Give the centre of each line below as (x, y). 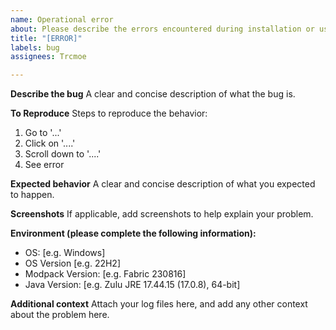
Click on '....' (50, 143)
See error (44, 165)
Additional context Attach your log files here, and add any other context (159, 304)
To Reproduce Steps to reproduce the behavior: (109, 113)
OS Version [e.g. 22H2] (73, 263)
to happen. (32, 195)
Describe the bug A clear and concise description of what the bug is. (153, 94)
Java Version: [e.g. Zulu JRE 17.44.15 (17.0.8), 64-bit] (132, 285)
